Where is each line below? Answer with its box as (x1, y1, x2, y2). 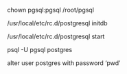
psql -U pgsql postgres (7, 46, 73, 53)
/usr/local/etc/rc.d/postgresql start (7, 32, 105, 40)
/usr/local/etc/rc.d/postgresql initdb (7, 19, 108, 27)
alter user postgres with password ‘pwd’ (7, 59, 121, 67)
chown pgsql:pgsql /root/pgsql (7, 6, 95, 14)
